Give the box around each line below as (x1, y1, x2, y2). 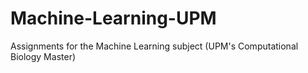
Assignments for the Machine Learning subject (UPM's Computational (10, 40, 299, 52)
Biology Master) (10, 50, 77, 62)
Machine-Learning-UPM (10, 7, 217, 30)
